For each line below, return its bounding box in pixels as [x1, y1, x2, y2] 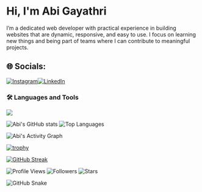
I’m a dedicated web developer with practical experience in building [6, 24, 176, 32]
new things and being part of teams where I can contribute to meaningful [6, 37, 190, 44]
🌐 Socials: [6, 61, 46, 72]
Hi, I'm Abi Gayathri [6, 4, 107, 18]
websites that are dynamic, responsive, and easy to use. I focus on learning [6, 30, 197, 38]
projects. [6, 44, 29, 51]
